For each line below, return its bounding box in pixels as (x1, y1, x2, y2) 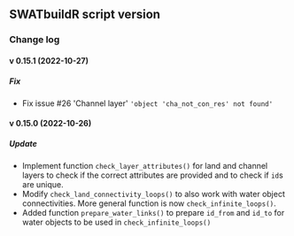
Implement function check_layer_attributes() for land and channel (21, 161, 268, 171)
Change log (9, 34, 60, 46)
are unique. (21, 179, 64, 190)
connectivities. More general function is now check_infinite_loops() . (21, 198, 276, 209)
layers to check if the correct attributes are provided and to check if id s (21, 170, 283, 180)
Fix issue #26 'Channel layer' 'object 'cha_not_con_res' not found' (21, 97, 274, 109)
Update (9, 139, 37, 149)
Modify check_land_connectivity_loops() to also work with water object (21, 189, 285, 200)
